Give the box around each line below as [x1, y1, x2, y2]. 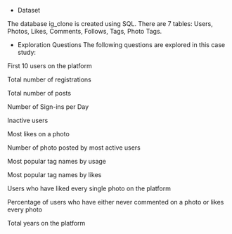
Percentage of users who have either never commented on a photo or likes [7, 198, 224, 206]
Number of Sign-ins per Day [7, 103, 89, 111]
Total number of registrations [7, 75, 91, 84]
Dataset [17, 6, 41, 14]
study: [17, 48, 37, 56]
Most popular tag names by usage [7, 157, 107, 165]
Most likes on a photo [7, 130, 70, 138]
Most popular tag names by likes [7, 171, 102, 178]
